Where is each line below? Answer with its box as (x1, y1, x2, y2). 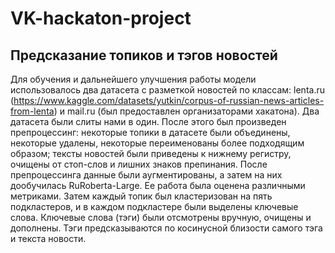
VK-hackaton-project (10, 7, 192, 30)
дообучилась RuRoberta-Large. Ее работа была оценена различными (10, 180, 306, 191)
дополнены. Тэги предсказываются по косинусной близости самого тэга (10, 222, 323, 234)
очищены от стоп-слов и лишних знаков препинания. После (10, 158, 268, 170)
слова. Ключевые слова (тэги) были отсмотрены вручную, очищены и (10, 212, 312, 223)
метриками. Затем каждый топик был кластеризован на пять (10, 190, 273, 202)
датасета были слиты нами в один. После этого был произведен (10, 116, 287, 127)
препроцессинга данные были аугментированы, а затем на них (10, 169, 283, 181)
